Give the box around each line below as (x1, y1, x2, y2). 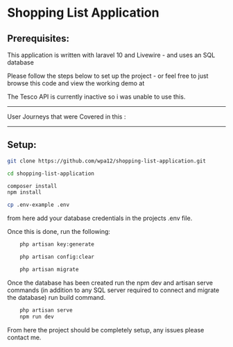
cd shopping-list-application (7, 170, 95, 177)
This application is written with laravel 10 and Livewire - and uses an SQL (7, 51, 216, 59)
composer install (7, 183, 58, 189)
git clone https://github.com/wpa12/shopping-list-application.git (7, 158, 207, 164)
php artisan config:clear (19, 253, 95, 261)
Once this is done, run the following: (7, 228, 111, 236)
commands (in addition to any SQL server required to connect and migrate (7, 286, 220, 294)
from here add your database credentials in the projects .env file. (7, 214, 193, 223)
